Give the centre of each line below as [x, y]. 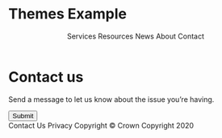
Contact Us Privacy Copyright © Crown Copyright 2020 [101, 125]
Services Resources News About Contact [136, 36]
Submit [23, 116]
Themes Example [68, 14]
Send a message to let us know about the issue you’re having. [111, 99]
